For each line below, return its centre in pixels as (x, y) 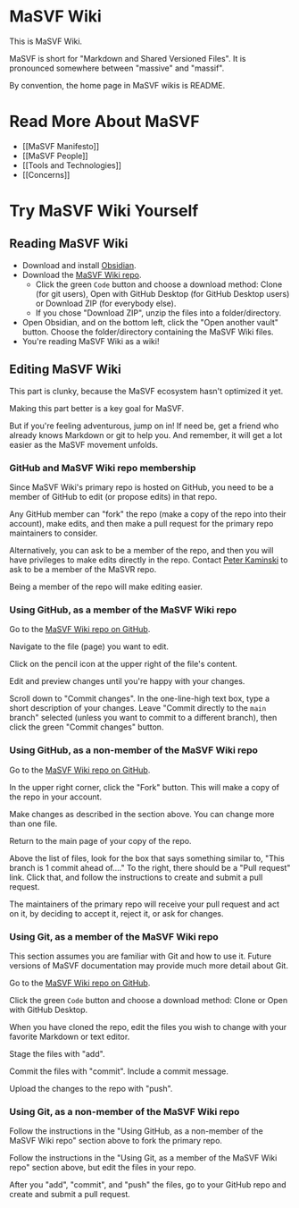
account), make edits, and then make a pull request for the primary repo (141, 523)
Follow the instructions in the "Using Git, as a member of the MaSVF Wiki (143, 1158)
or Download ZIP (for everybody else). (106, 303)
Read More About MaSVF (104, 122)
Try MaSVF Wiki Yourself (104, 211)
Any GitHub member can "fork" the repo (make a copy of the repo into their (148, 514)
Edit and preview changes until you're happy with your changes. (127, 681)
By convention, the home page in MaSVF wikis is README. (117, 85)
